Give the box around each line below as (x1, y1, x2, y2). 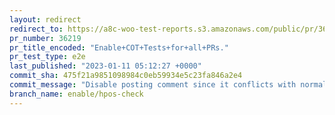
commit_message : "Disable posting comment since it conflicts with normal (9, 80, 328, 90)
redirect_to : (9, 24, 64, 34)
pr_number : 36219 (9, 33, 82, 43)
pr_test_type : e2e (9, 52, 86, 62)
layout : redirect (9, 14, 82, 25)
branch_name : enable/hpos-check (9, 89, 144, 99)
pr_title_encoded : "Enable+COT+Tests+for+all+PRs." (9, 42, 229, 53)
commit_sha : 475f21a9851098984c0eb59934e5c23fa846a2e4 (9, 71, 243, 81)
